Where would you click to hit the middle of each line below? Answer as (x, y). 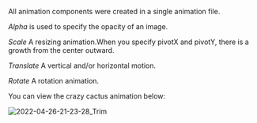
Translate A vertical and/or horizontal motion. (82, 65)
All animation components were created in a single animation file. (114, 11)
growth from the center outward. (61, 50)
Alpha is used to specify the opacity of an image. (88, 26)
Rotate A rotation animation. (54, 81)
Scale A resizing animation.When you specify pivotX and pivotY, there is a (128, 42)
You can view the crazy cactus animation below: (87, 96)
